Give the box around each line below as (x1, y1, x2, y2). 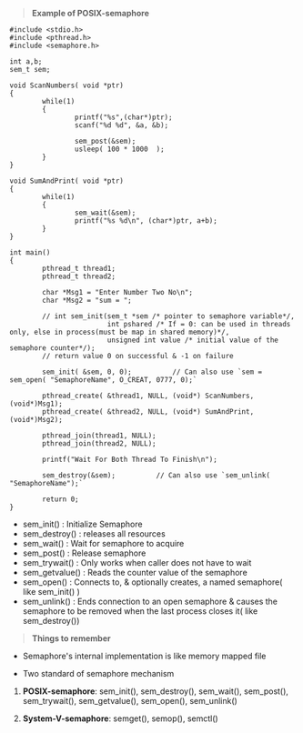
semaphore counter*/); (9, 344, 96, 353)
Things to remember (31, 633, 111, 644)
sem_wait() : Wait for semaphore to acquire (22, 538, 185, 548)
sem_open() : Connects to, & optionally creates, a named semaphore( (22, 577, 283, 587)
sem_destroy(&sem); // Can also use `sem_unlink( (42, 471, 271, 480)
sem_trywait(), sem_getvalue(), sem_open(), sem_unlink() (22, 696, 238, 706)
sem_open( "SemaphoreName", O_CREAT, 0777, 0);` (9, 376, 197, 385)
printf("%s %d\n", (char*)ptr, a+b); (74, 216, 218, 226)
